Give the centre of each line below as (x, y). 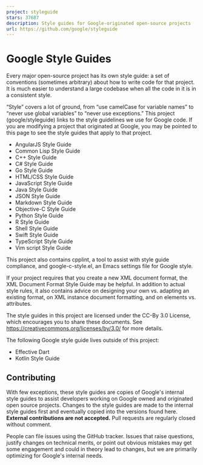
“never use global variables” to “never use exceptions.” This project (91, 114)
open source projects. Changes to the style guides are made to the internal (100, 405)
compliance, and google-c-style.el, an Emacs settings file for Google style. (100, 266)
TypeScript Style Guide (44, 241)
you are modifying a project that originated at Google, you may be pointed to (102, 126)
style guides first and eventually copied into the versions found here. (92, 412)
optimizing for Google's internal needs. (55, 456)
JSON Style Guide (38, 196)
